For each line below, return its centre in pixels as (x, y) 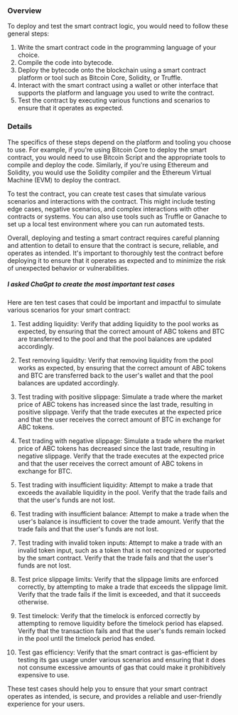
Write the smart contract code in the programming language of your (117, 48)
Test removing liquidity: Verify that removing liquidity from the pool (115, 360)
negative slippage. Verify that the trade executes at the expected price (121, 456)
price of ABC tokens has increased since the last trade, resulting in (115, 404)
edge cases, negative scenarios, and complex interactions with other (108, 209)
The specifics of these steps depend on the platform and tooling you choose (119, 142)
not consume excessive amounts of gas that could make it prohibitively (121, 667)
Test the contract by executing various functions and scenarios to (114, 100)
